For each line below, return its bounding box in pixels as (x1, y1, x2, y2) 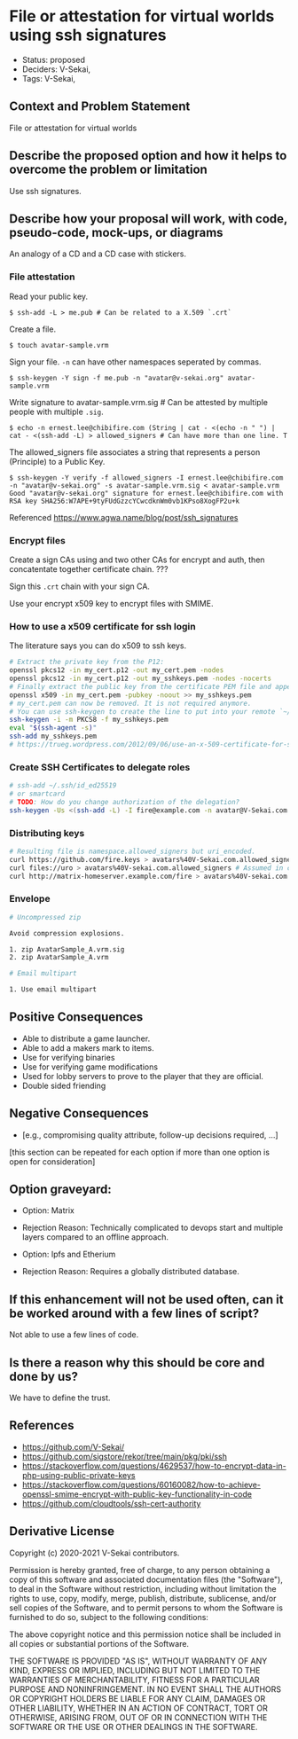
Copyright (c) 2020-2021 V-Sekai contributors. (9, 1547, 180, 1558)
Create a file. (9, 324, 56, 334)
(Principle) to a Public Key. (9, 456, 106, 466)
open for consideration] (9, 1155, 96, 1167)
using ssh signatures (9, 25, 167, 45)
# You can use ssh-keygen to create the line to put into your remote (9, 707, 276, 716)
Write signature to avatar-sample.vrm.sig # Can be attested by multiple (9, 396, 269, 407)
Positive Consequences (9, 1009, 144, 1025)
